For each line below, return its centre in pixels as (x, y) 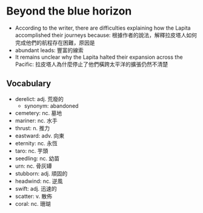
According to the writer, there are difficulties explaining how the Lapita (103, 28)
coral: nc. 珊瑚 (33, 203)
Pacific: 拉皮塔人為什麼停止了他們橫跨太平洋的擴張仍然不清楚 (92, 64)
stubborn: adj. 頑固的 (41, 173)
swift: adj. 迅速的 (36, 188)
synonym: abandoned (51, 106)
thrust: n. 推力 (32, 128)
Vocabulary (29, 84)
